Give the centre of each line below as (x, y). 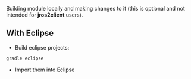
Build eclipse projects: (42, 47)
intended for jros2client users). (45, 15)
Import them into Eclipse (45, 70)
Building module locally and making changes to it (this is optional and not (96, 9)
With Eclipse (30, 33)
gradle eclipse (25, 58)
